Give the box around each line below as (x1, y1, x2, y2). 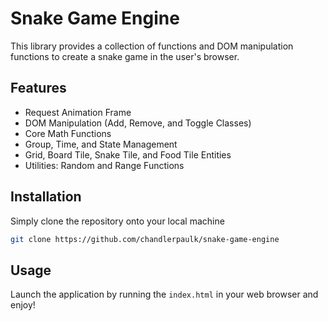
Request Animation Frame (24, 106, 132, 118)
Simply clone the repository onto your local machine (10, 215, 225, 227)
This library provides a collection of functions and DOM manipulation (10, 40, 294, 52)
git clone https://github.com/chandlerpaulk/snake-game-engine (10, 234, 280, 244)
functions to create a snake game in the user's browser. (10, 50, 240, 62)
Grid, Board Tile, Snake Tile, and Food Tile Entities (24, 148, 232, 161)
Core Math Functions (24, 127, 112, 139)
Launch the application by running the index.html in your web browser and (10, 288, 319, 301)
